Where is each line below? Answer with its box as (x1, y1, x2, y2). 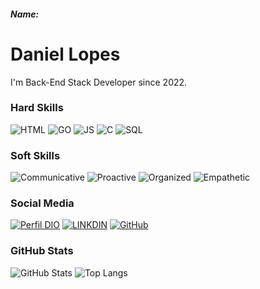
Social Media (10, 196, 75, 210)
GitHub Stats (10, 244, 74, 258)
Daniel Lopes (10, 43, 121, 65)
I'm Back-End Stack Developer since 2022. (10, 76, 188, 88)
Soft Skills (10, 148, 61, 162)
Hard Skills (10, 101, 64, 115)
